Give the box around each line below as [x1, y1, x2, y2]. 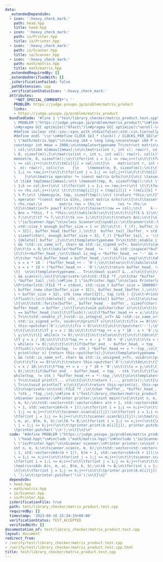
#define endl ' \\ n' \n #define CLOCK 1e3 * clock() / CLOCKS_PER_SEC [14, 134, 153, 139]
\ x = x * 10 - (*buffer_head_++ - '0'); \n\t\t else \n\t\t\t [14, 260, 138, 265]
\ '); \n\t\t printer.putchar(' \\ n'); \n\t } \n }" [14, 473, 108, 477]
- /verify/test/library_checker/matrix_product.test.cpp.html [5, 545, 133, 550]
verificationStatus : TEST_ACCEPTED [9, 518, 81, 523]
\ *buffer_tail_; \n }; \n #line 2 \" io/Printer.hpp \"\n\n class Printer [14, 278, 155, 283]
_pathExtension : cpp [9, 84, 51, 89]
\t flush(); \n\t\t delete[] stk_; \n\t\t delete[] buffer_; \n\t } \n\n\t [14, 296, 153, 301]
